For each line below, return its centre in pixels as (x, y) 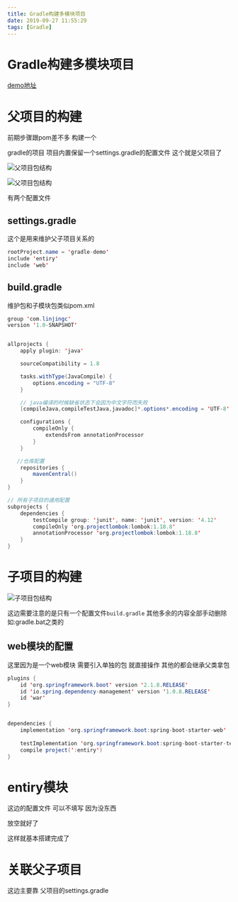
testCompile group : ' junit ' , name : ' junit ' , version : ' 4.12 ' (125, 520)
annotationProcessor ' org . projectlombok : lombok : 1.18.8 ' (117, 533)
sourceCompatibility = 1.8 (60, 364)
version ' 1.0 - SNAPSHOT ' (42, 325)
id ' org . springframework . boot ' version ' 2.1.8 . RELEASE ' (104, 685)
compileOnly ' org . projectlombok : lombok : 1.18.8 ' (104, 527)
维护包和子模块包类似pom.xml (51, 305)
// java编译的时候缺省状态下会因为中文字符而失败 (84, 402)
